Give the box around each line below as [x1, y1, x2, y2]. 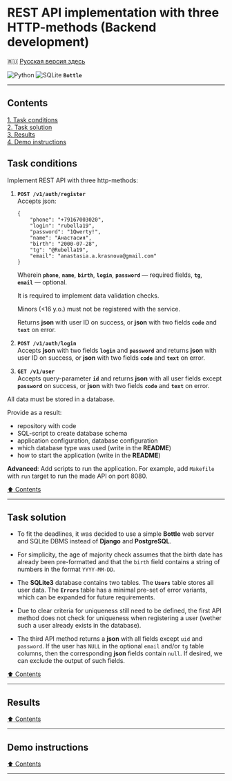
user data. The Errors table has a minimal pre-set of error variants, [17, 586, 208, 595]
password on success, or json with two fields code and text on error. [17, 381, 210, 389]
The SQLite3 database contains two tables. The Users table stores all [17, 579, 214, 587]
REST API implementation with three [7, 5, 220, 21]
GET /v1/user [17, 368, 55, 375]
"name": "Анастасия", [30, 234, 92, 241]
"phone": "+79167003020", [30, 216, 105, 223]
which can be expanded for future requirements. [17, 593, 155, 601]
